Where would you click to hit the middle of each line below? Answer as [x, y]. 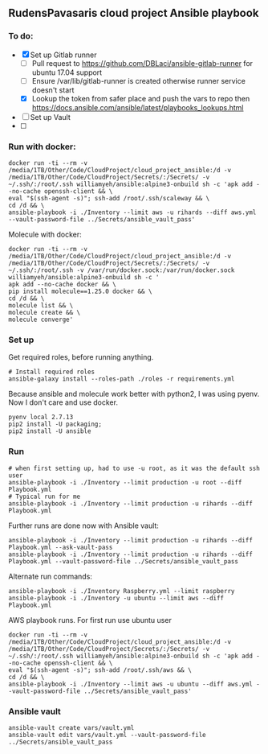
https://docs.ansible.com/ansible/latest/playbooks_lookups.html [138, 107]
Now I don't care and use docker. [63, 402]
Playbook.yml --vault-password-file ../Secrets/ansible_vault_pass [124, 561]
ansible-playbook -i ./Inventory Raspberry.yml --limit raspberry [122, 591]
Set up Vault [50, 117]
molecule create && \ [45, 313]
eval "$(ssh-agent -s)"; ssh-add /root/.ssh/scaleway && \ [109, 199]
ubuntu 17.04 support [67, 72]
